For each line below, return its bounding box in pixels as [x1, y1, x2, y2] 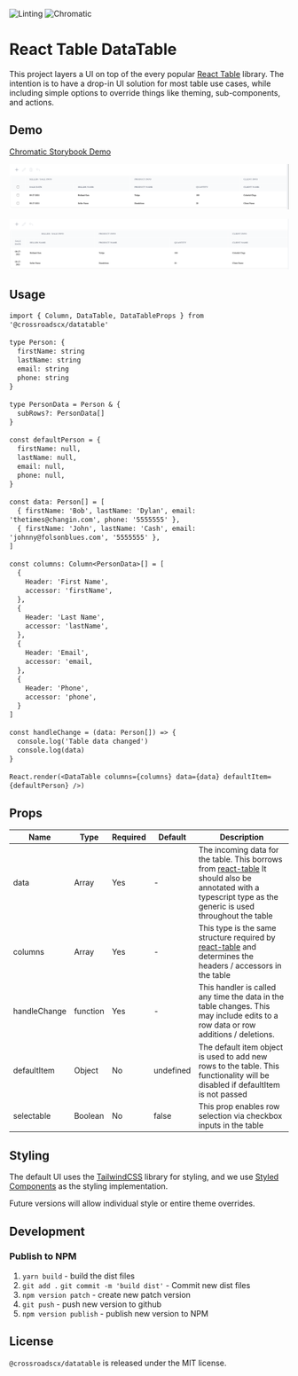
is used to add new [198, 1051, 268, 1061]
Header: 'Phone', [25, 684, 90, 693]
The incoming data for [198, 844, 279, 855]
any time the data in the [198, 991, 285, 1002]
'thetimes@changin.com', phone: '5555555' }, [9, 515, 180, 525]
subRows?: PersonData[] [17, 409, 105, 418]
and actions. [9, 97, 55, 107]
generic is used [198, 901, 255, 911]
